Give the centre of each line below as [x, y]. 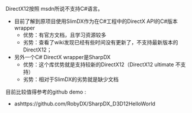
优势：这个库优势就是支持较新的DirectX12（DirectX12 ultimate [98, 64]
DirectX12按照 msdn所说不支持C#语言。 [54, 9]
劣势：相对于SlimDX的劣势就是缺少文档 [71, 79]
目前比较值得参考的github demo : [46, 92]
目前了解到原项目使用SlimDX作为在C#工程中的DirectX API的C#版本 [96, 21]
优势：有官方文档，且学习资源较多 [65, 35]
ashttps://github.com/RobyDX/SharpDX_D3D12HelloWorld [84, 104]
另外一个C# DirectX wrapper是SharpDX [62, 57]
